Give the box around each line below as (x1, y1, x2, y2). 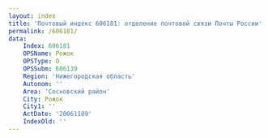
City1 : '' (23, 102, 57, 110)
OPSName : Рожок (23, 50, 74, 58)
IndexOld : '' (23, 118, 67, 126)
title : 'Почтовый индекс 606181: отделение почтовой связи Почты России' (8, 19, 263, 28)
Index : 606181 (23, 42, 70, 50)
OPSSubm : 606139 (23, 65, 79, 73)
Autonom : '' (23, 80, 63, 88)
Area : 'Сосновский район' (23, 87, 111, 96)
